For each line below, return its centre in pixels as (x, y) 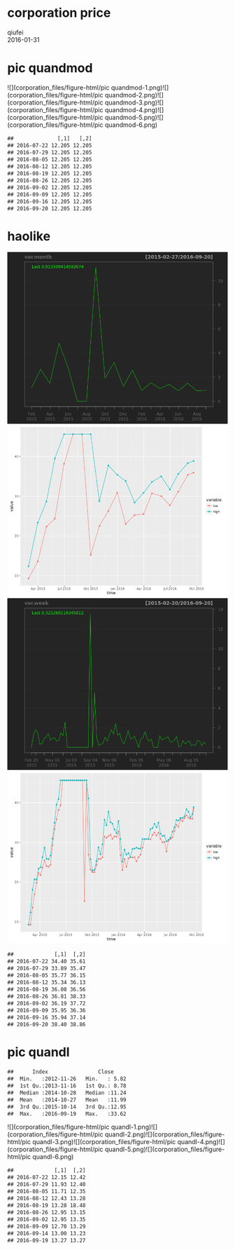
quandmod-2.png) (131, 95)
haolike (29, 237)
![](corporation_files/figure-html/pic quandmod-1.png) (85, 87)
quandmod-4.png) (131, 109)
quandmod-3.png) (131, 102)
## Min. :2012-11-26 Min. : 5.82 (67, 1079)
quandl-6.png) (53, 1156)
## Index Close (60, 1072)
